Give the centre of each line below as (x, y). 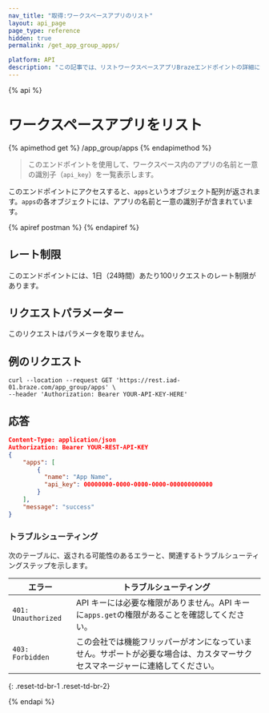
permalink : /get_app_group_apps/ (64, 46)
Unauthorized (37, 618)
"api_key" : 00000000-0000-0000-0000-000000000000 (128, 485)
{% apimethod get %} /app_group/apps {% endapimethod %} (110, 147)
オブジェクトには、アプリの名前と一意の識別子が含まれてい (148, 201)
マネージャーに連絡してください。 (155, 666)
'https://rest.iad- (148, 381)
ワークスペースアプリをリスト (105, 125)
